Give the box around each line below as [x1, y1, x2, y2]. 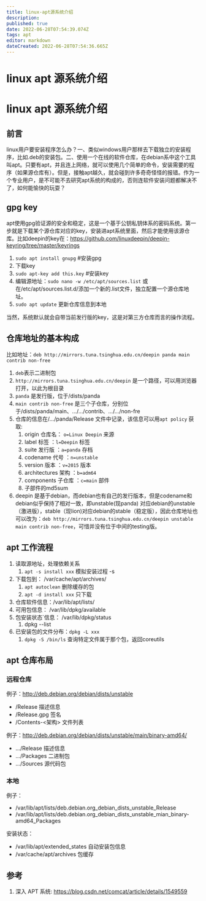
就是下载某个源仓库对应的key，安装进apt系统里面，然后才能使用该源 [11, 227, 185, 234]
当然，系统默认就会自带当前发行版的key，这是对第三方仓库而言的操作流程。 [6, 313, 198, 321]
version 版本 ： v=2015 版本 [24, 461, 91, 469]
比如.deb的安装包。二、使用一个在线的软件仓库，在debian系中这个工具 [17, 154, 196, 161]
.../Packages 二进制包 [15, 752, 71, 760]
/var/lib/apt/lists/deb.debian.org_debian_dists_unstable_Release [15, 804, 177, 811]
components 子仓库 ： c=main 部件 [24, 477, 110, 484]
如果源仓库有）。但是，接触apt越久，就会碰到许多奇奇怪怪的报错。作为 [17, 169, 195, 176]
